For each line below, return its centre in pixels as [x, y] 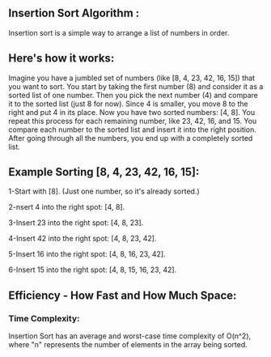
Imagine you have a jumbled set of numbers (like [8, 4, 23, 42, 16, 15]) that [132, 78]
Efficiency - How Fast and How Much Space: [123, 295]
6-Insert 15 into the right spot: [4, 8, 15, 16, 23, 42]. [93, 270]
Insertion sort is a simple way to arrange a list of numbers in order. [119, 32]
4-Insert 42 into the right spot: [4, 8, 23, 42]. [83, 239]
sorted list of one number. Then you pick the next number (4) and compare [133, 95]
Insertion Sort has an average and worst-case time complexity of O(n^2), [130, 336]
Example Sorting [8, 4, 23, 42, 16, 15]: [104, 172]
